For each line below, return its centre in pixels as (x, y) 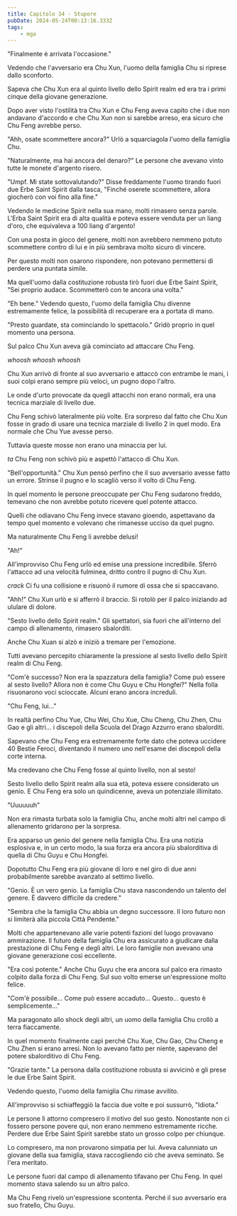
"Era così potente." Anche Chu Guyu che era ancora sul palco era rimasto (115, 969)
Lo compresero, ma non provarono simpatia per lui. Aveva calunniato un (112, 1148)
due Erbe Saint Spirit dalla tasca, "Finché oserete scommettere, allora (109, 190)
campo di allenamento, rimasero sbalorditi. (70, 628)
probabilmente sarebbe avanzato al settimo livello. (81, 877)
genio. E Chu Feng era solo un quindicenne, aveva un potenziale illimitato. (115, 791)
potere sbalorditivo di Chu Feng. (54, 1056)
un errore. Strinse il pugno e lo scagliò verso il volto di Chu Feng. (102, 480)
